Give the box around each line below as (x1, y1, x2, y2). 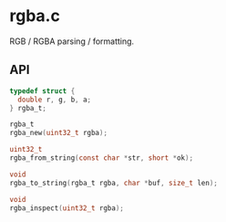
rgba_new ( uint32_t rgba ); (9, 129, 108, 138)
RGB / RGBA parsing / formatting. (9, 36, 135, 47)
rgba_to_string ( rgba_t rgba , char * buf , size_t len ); (9, 178, 219, 187)
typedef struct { (9, 86, 76, 96)
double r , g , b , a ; (17, 95, 92, 104)
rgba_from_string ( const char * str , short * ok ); (9, 153, 194, 163)
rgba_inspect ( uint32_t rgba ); (9, 203, 125, 213)
